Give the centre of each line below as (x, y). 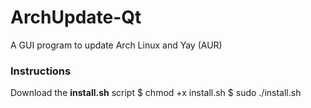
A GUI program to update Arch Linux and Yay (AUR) (116, 45)
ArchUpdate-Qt (76, 17)
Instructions (41, 71)
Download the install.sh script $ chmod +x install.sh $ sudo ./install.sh (156, 93)
